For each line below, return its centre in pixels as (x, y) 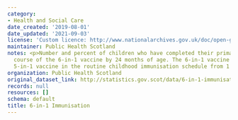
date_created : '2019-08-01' (49, 27)
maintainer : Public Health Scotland (61, 47)
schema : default (31, 100)
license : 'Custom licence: (47, 40)
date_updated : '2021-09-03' (49, 34)
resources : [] (28, 92)
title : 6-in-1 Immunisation (49, 106)
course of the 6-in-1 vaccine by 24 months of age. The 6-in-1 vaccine (122, 60)
